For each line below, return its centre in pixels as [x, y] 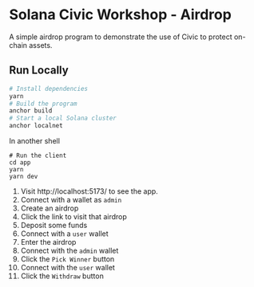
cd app [20, 163]
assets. [40, 45]
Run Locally [39, 71]
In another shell [35, 141]
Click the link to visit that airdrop [73, 216]
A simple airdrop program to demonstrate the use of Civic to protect [121, 37]
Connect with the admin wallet [69, 250]
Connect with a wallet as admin [71, 200]
